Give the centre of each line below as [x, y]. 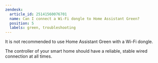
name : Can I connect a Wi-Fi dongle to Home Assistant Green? [75, 19]
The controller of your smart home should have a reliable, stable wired [76, 51]
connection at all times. [29, 56]
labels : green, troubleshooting [43, 28]
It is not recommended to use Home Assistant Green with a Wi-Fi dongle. [79, 42]
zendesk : [14, 10]
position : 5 [22, 23]
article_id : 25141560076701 [38, 14]
